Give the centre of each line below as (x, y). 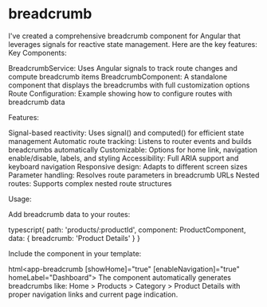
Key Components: (37, 52)
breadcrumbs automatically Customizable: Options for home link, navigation (133, 150)
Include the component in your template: (75, 253)
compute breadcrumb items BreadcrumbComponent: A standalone (118, 76)
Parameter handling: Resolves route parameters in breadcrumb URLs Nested (134, 175)
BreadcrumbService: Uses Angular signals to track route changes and (123, 68)
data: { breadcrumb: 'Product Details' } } (75, 238)
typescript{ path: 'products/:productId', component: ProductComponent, (127, 229)
